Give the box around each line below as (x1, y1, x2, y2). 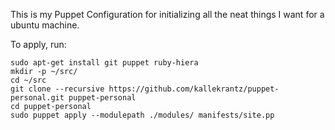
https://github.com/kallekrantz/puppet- (108, 84, 280, 94)
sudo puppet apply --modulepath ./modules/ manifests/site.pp (10, 110, 275, 120)
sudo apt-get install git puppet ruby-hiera (10, 58, 199, 68)
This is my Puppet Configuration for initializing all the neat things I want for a (10, 9, 325, 20)
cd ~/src (10, 75, 47, 85)
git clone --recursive (10, 84, 105, 94)
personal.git (10, 93, 65, 103)
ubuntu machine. (10, 19, 80, 31)
